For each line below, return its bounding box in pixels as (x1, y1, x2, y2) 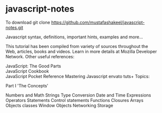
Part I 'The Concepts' (5, 82, 48, 88)
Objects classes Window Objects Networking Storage (5, 102, 114, 108)
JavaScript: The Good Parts (5, 63, 61, 69)
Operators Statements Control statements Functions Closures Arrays (5, 97, 143, 103)
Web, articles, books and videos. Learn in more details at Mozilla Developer (5, 48, 157, 54)
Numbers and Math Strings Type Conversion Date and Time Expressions (5, 92, 151, 98)
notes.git (5, 24, 23, 30)
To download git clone (5, 19, 50, 25)
